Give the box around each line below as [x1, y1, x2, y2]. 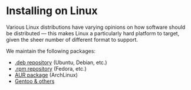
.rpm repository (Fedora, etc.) [14, 65, 87, 72]
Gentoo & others [14, 78, 55, 85]
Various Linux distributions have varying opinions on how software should [6, 24, 186, 31]
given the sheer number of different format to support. [6, 36, 139, 43]
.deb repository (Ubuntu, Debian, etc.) [14, 59, 107, 66]
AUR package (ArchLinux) [14, 71, 78, 78]
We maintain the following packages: [6, 47, 96, 54]
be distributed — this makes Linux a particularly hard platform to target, [6, 29, 180, 36]
